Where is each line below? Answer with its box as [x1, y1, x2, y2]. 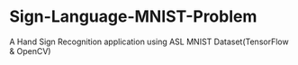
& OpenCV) [9, 45, 51, 56]
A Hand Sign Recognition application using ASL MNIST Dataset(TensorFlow [9, 36, 290, 47]
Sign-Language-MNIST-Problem [9, 6, 257, 27]
